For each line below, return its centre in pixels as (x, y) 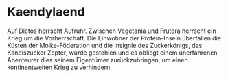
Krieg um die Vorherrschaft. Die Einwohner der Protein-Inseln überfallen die (114, 38)
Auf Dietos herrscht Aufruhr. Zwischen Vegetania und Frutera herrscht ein (112, 31)
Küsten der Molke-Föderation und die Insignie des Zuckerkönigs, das (105, 45)
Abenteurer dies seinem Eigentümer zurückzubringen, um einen (98, 60)
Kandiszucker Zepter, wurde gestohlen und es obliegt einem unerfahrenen (112, 53)
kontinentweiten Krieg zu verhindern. (59, 67)
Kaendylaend (46, 12)
